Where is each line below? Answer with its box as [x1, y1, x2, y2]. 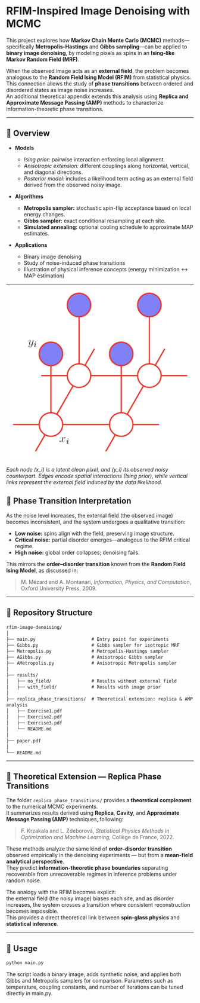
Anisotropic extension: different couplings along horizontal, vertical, [23, 162, 190, 169]
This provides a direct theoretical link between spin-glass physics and [6, 914, 180, 921]
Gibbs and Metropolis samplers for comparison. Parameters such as [6, 977, 174, 984]
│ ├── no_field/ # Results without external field [6, 678, 177, 684]
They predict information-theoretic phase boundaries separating [6, 864, 168, 871]
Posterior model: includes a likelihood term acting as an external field [23, 175, 193, 182]
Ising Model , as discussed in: [6, 567, 79, 574]
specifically [6, 43, 35, 50]
